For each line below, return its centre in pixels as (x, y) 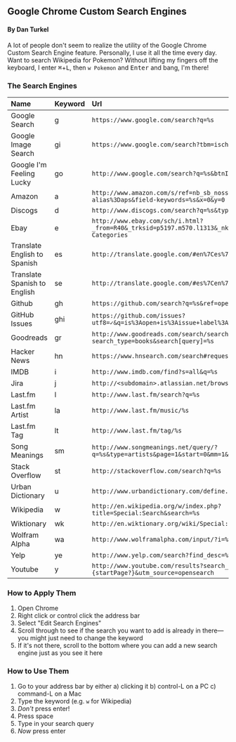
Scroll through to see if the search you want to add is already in (109, 630)
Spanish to (28, 283)
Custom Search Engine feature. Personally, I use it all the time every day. (112, 53)
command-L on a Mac (50, 694)
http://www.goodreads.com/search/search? (162, 334)
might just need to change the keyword (87, 638)
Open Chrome (38, 608)
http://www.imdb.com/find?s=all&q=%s (155, 372)
